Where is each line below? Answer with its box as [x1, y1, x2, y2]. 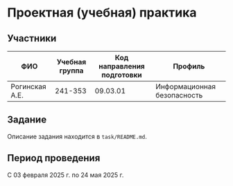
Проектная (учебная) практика [7, 5, 197, 21]
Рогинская [10, 82, 46, 91]
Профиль [173, 62, 205, 71]
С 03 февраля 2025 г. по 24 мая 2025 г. [7, 171, 124, 179]
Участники [7, 32, 57, 44]
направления [98, 62, 146, 71]
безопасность [155, 91, 203, 100]
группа [59, 66, 84, 75]
